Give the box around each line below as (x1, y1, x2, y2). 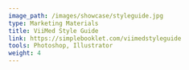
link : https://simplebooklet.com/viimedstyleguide (8, 34, 182, 43)
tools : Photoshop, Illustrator (8, 42, 113, 50)
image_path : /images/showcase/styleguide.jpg (8, 11, 163, 20)
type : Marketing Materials (8, 19, 99, 27)
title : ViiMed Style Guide (8, 27, 99, 35)
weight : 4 (8, 49, 42, 57)
